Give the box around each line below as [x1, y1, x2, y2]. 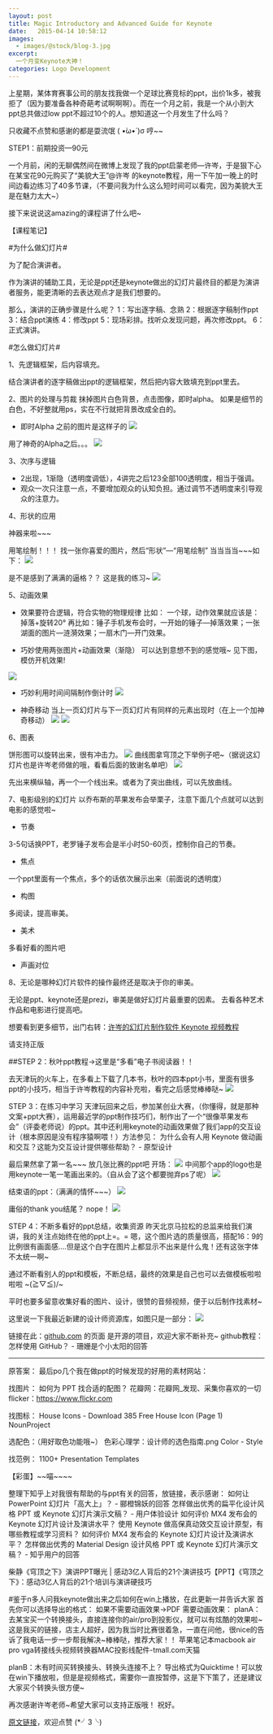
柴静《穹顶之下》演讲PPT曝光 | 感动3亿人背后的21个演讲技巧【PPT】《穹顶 [8, 1567, 258, 1576]
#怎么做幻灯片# [8, 342, 61, 352]
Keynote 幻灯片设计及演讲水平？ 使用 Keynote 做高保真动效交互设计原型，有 [8, 1519, 264, 1528]
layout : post [8, 11, 53, 20]
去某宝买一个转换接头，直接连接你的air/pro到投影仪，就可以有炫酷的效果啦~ [8, 1614, 263, 1624]
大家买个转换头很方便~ [8, 1682, 85, 1692]
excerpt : [8, 50, 38, 58]
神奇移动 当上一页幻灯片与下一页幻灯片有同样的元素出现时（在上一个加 [19, 705, 258, 715]
